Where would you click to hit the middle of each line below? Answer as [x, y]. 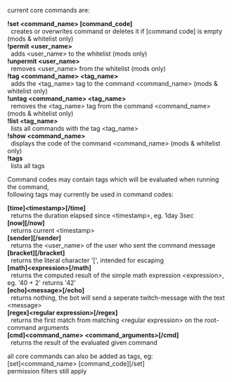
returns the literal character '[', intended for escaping [87, 260]
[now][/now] [26, 223]
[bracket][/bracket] [36, 253]
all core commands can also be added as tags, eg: [80, 356]
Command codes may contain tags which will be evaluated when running [113, 179]
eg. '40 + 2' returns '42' [41, 283]
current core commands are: [49, 10]
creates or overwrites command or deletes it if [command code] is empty [116, 31]
